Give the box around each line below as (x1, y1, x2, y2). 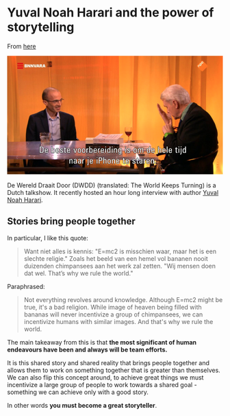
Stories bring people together (7, 216, 136, 227)
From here (7, 42, 36, 50)
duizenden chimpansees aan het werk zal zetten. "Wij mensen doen (23, 262, 216, 270)
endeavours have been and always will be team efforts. (7, 345, 168, 354)
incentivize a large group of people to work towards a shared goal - (7, 380, 197, 389)
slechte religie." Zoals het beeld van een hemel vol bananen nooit (23, 254, 208, 262)
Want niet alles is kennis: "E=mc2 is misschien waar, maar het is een (23, 247, 217, 255)
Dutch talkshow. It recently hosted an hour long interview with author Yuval (7, 188, 219, 196)
